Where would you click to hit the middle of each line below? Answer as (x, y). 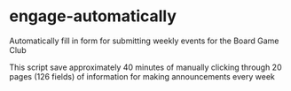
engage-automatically (93, 16)
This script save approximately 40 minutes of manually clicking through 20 (145, 67)
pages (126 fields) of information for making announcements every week (142, 76)
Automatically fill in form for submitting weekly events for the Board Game (144, 41)
